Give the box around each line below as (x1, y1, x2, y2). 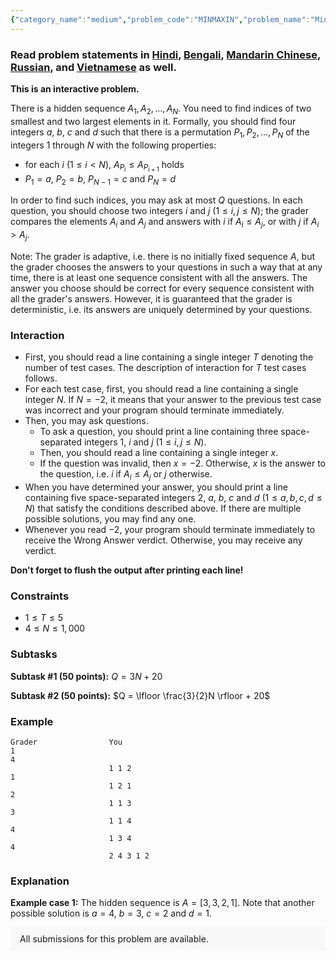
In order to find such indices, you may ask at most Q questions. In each (10, 194, 303, 206)
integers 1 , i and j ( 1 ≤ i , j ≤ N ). (83, 436, 207, 448)
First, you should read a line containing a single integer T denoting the (24, 351, 314, 363)
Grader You (10, 737, 123, 748)
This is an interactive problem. (10, 82, 140, 95)
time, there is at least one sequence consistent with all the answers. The (10, 272, 308, 284)
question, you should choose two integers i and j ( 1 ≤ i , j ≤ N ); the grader (10, 205, 309, 217)
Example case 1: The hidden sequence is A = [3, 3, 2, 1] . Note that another (10, 897, 315, 909)
